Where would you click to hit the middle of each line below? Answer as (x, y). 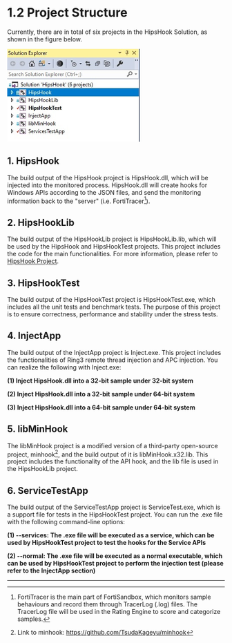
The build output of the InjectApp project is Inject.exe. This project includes (114, 352)
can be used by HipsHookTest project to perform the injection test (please (115, 564)
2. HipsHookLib (41, 222)
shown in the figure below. (45, 39)
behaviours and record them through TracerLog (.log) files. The (107, 604)
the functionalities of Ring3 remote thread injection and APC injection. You (113, 360)
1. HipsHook (33, 161)
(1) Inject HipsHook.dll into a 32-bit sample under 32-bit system (100, 381)
